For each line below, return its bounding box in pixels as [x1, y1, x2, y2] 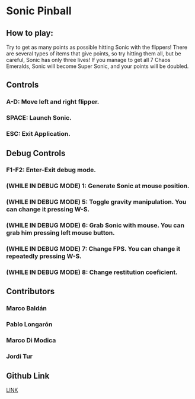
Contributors [6, 286, 55, 297]
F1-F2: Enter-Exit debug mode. [6, 166, 96, 174]
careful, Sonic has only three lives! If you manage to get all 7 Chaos [6, 57, 171, 63]
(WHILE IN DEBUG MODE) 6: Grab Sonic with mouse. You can [6, 222, 185, 230]
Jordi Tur [6, 353, 33, 361]
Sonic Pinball [6, 4, 72, 18]
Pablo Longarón [6, 320, 53, 329]
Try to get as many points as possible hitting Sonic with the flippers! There [6, 43, 188, 51]
